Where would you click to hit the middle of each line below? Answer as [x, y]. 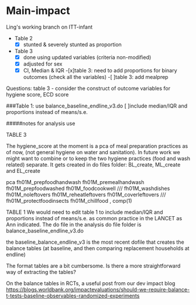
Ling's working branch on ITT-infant [49, 27]
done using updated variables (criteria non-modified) [87, 57]
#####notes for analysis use [41, 123]
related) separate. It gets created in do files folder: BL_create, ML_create [93, 165]
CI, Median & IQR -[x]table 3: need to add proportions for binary [100, 71]
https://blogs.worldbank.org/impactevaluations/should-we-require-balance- [98, 290]
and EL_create [23, 171]
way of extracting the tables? [41, 272]
